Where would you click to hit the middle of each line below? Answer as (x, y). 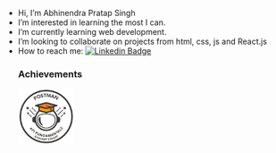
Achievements (50, 73)
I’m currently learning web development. (92, 32)
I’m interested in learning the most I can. (92, 22)
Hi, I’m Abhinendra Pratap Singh (76, 13)
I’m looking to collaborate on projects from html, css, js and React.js (142, 41)
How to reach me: (50, 51)
